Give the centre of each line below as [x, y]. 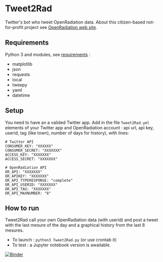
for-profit [14, 27]
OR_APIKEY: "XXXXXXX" [27, 176]
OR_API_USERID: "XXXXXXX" [31, 185]
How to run [22, 208]
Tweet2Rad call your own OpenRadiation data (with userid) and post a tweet [82, 220]
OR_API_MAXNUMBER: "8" [28, 193]
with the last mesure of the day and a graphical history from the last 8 [75, 225]
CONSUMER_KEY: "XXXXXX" [29, 146]
